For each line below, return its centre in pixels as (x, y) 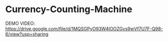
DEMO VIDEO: (20, 23)
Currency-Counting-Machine (69, 9)
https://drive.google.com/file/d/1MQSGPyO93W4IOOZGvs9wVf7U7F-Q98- (84, 28)
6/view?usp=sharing (27, 34)
